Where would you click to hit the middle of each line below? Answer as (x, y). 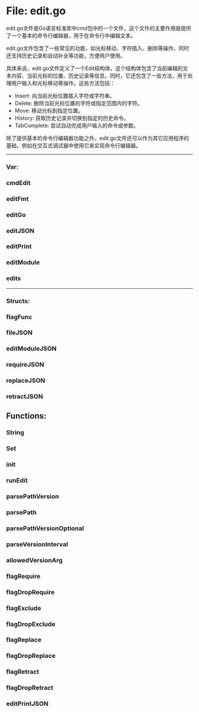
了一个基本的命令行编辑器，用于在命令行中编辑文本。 (71, 35)
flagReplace (24, 640)
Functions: (26, 416)
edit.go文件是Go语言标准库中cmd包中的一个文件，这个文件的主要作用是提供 (99, 28)
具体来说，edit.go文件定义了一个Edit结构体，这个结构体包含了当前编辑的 (94, 68)
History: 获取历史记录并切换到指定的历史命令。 (72, 118)
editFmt (17, 199)
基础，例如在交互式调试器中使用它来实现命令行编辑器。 (73, 145)
